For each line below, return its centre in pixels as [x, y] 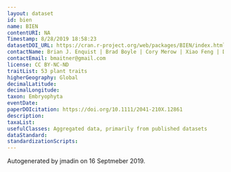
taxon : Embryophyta [35, 97]
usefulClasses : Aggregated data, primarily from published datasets [107, 129]
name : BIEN [23, 26]
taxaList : [21, 122]
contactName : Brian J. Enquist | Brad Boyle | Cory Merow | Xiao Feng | [113, 52]
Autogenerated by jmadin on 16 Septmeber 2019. [76, 161]
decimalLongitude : [33, 90]
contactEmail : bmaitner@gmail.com [57, 58]
